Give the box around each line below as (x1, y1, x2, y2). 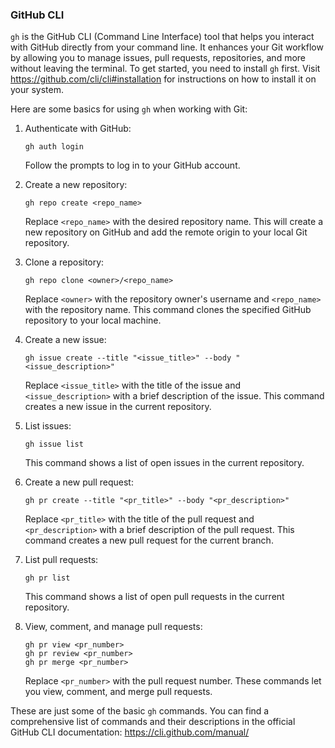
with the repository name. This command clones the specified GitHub (24, 304, 312, 316)
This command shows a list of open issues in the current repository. (24, 457, 305, 469)
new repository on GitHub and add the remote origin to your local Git (24, 226, 308, 238)
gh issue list (24, 439, 84, 450)
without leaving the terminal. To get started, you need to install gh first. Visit (10, 63, 321, 75)
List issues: (24, 420, 72, 432)
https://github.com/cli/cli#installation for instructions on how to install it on (10, 73, 317, 85)
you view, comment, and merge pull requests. (24, 686, 213, 698)
